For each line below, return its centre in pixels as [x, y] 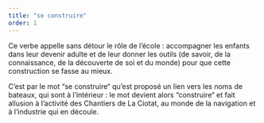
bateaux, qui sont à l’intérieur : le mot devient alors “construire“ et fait [122, 94]
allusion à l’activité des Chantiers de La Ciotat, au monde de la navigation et [132, 103]
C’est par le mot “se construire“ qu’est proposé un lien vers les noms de [126, 86]
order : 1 [23, 23]
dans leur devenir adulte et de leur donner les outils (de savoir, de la [119, 54]
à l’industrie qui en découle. [54, 111]
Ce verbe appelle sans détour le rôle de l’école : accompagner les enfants [129, 45]
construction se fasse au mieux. [60, 71]
